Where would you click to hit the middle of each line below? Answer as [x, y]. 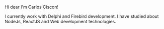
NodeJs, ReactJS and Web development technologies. [60, 22]
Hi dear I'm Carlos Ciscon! [32, 7]
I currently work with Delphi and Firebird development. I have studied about [82, 16]
